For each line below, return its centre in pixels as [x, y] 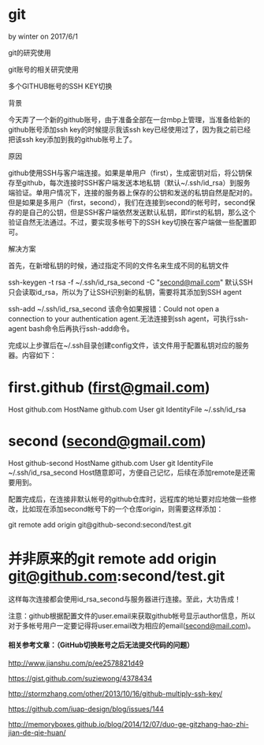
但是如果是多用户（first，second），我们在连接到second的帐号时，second [128, 202]
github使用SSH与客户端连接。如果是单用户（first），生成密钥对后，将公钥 [127, 173]
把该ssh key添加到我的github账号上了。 [72, 139]
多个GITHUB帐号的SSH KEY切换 [60, 86]
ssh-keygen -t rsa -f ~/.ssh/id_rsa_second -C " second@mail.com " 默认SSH [131, 282]
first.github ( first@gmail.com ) [109, 387]
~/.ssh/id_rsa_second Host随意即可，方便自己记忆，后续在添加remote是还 [128, 472]
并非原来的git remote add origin [112, 559]
